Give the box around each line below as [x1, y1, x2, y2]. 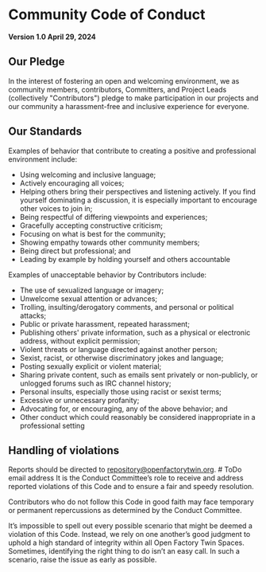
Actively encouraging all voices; [19, 178, 125, 188]
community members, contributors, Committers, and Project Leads [8, 84, 227, 94]
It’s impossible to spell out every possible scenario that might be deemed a [8, 521, 253, 531]
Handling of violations [8, 444, 120, 457]
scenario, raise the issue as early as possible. [8, 555, 157, 565]
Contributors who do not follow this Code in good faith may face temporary [8, 497, 254, 507]
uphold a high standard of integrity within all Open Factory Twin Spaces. [8, 538, 245, 547]
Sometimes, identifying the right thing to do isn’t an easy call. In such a [8, 547, 241, 556]
